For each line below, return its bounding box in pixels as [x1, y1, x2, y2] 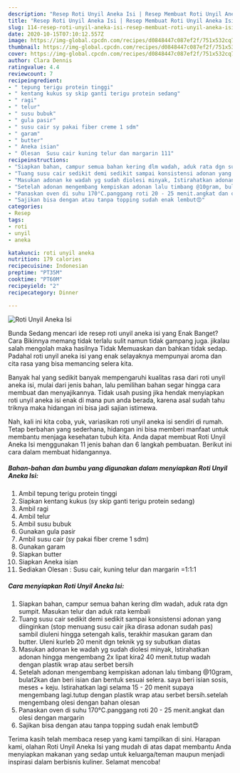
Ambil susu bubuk [18, 519, 72, 529]
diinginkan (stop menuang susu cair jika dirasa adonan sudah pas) [18, 622, 213, 631]
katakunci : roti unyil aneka [8, 249, 95, 256]
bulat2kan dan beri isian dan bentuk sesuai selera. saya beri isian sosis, [18, 676, 229, 684]
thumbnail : [8, 44, 41, 51]
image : [8, 37, 28, 44]
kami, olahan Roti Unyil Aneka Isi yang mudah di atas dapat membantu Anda [8, 742, 231, 751]
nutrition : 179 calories [8, 256, 82, 263]
